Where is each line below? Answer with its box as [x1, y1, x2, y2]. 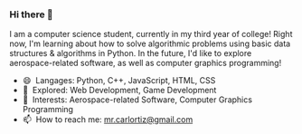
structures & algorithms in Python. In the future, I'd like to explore [9, 48, 252, 59]
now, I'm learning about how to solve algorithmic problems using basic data [9, 38, 291, 49]
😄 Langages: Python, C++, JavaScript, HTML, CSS [22, 75, 216, 86]
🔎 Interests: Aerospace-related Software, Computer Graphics [22, 94, 253, 105]
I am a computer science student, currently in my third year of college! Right [9, 29, 293, 40]
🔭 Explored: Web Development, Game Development [22, 85, 217, 96]
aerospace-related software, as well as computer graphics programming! [9, 58, 282, 69]
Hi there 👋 [9, 8, 54, 21]
